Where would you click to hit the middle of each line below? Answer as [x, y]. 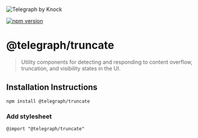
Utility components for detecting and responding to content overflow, [107, 62]
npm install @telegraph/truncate [48, 101]
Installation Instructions [52, 87]
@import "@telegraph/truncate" [45, 129]
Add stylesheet [29, 116]
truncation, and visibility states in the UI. [71, 68]
